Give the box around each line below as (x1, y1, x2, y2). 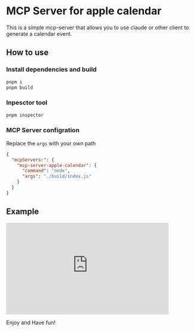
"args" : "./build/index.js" (21, 173, 92, 179)
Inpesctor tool (6, 98, 48, 107)
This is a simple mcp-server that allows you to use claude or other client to (6, 24, 189, 31)
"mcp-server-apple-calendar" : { (17, 162, 97, 168)
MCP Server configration (6, 126, 80, 135)
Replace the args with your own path (6, 139, 96, 147)
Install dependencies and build (6, 66, 97, 74)
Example (6, 207, 39, 217)
